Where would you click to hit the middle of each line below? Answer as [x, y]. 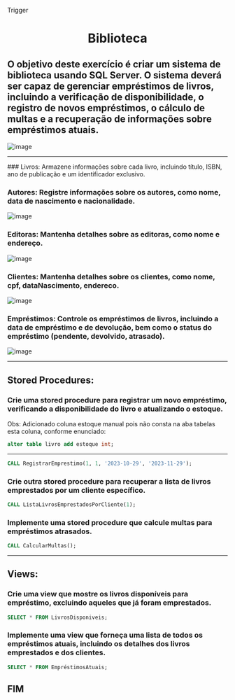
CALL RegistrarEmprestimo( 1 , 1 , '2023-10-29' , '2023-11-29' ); [100, 463]
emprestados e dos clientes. [57, 652]
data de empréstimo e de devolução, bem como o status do [109, 327]
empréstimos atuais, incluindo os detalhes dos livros [99, 644]
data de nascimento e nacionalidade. [71, 201]
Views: [23, 574]
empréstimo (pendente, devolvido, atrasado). [86, 336]
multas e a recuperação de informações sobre [109, 119]
